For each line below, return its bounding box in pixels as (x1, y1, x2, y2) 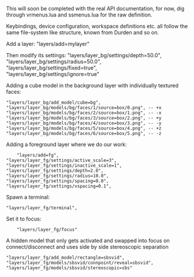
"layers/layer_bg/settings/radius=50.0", (6, 58, 102, 65)
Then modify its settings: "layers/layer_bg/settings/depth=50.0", (6, 52, 162, 58)
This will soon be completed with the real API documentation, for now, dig (6, 5, 185, 12)
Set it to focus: (6, 215, 42, 222)
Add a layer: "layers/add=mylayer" (6, 41, 90, 47)
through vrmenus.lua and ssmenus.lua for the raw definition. (6, 11, 153, 18)
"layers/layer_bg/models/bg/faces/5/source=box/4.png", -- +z (6, 126, 162, 131)
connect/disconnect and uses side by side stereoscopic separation (6, 243, 169, 250)
